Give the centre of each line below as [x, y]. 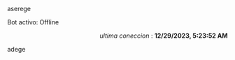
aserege [19, 9]
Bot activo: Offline [33, 22]
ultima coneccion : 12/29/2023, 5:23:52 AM [164, 36]
